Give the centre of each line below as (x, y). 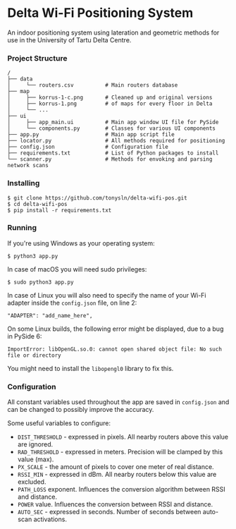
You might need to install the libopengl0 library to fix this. (91, 368)
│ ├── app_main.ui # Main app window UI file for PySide (113, 122)
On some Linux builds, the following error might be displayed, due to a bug (116, 329)
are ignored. (35, 444)
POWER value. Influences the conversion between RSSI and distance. (115, 504)
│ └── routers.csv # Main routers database (93, 85)
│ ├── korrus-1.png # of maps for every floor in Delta (110, 104)
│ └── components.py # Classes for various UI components (112, 128)
